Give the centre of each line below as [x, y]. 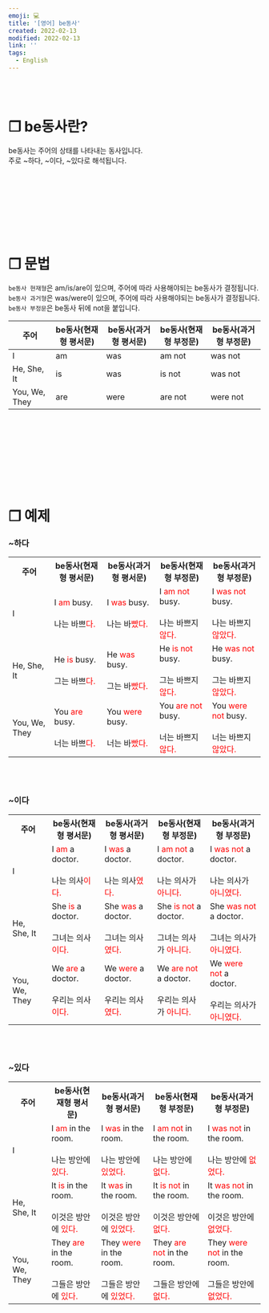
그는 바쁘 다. [75, 681]
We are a [68, 968]
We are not [178, 968]
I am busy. [74, 602]
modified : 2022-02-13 [44, 38]
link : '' [23, 46]
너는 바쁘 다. [75, 744]
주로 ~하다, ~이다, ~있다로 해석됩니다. [67, 160]
